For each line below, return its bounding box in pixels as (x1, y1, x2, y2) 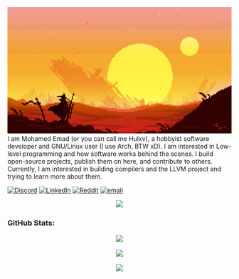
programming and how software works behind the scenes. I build (22, 149, 213, 158)
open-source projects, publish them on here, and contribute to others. (7, 157, 213, 165)
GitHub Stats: (7, 218, 55, 228)
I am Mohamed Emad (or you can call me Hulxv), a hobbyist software (7, 134, 210, 142)
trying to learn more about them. (7, 172, 102, 181)
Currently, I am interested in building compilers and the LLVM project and (7, 164, 222, 173)
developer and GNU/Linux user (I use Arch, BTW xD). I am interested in (7, 142, 215, 150)
